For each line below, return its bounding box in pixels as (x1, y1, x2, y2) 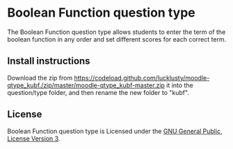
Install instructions (7, 55, 90, 67)
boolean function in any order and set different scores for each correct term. (7, 35, 227, 43)
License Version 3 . (7, 134, 61, 143)
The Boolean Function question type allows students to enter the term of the (7, 28, 226, 36)
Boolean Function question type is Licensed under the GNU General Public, (7, 127, 223, 135)
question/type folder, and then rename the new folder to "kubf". (7, 88, 190, 96)
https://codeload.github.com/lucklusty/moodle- (74, 73, 210, 82)
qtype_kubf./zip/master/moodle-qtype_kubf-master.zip (7, 81, 166, 89)
